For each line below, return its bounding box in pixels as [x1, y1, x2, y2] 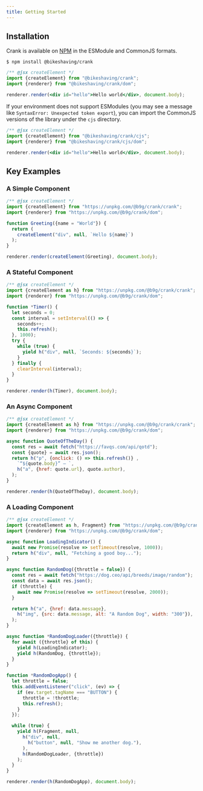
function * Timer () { [6, 304, 59, 310]
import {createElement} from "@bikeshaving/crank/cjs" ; [6, 133, 150, 139]
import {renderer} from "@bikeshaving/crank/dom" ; [6, 81, 137, 87]
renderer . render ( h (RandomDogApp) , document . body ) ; [6, 779, 137, 785]
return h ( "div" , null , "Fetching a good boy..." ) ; [11, 550, 142, 556]
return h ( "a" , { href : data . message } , [11, 606, 107, 612]
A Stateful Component [6, 267, 74, 276]
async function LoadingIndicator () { [6, 539, 101, 545]
